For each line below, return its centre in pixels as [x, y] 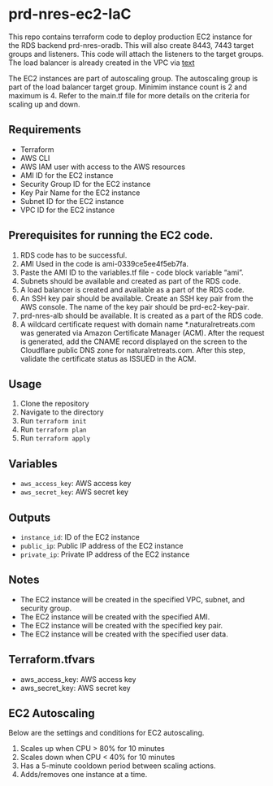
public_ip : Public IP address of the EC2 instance [102, 546]
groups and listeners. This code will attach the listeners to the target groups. [136, 54]
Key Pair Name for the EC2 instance [80, 193]
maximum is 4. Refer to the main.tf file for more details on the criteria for [129, 95]
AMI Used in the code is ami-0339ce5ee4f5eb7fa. [104, 263]
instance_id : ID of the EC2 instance [80, 537]
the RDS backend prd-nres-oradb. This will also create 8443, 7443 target [131, 45]
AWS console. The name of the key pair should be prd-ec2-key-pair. [135, 306]
